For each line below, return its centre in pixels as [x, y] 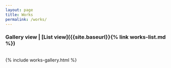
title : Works [19, 15]
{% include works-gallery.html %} [41, 60]
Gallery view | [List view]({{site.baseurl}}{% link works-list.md [85, 37]
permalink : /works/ [26, 19]
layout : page [19, 10]
